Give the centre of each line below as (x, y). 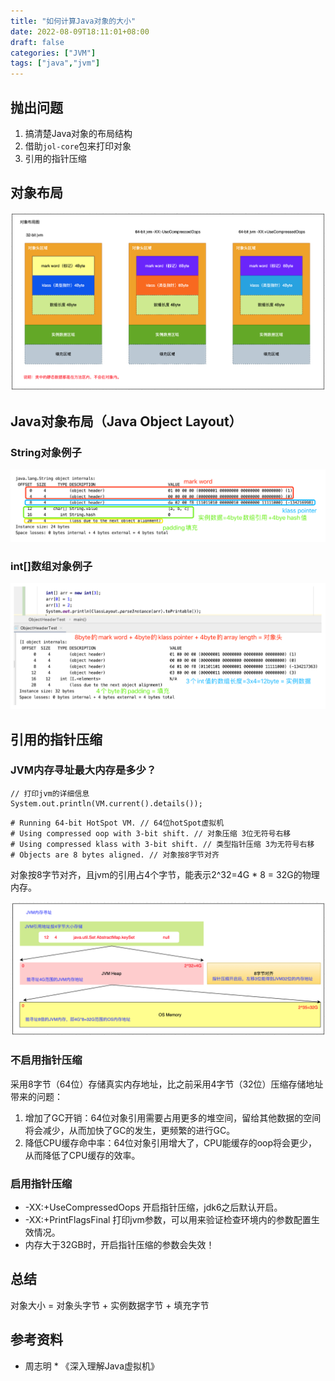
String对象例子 (46, 452)
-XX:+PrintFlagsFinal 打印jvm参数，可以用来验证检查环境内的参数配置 (168, 1219)
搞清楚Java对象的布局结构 (78, 133)
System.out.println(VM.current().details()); (106, 803)
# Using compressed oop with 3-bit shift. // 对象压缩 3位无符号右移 (151, 833)
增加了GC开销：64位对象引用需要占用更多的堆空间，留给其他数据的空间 (173, 1117)
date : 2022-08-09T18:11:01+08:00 (80, 31)
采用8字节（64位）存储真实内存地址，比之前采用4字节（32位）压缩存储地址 (167, 1084)
